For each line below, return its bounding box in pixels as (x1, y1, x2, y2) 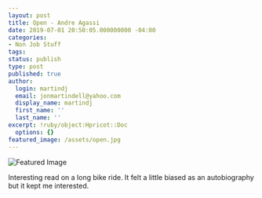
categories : (8, 33, 47, 42)
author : (8, 77, 34, 85)
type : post (8, 63, 44, 71)
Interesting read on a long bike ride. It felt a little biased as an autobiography (8, 172, 255, 181)
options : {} (15, 128, 55, 136)
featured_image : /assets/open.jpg (8, 135, 122, 144)
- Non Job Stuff (8, 41, 61, 49)
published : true (8, 70, 61, 78)
